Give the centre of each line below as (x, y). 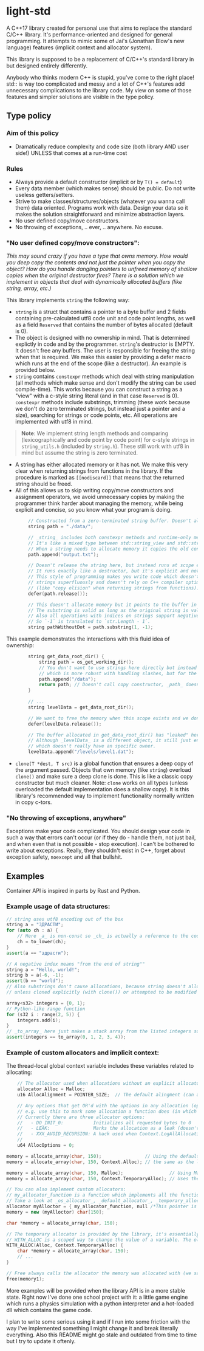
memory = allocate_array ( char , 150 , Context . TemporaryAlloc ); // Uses (97, 1178)
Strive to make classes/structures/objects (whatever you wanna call (100, 201)
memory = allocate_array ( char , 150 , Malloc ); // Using (99, 1173)
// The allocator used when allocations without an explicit (96, 1084)
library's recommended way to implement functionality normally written (104, 796)
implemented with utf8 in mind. (54, 422)
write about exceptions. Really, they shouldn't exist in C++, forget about (96, 851)
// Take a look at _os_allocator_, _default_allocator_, (80, 1201)
